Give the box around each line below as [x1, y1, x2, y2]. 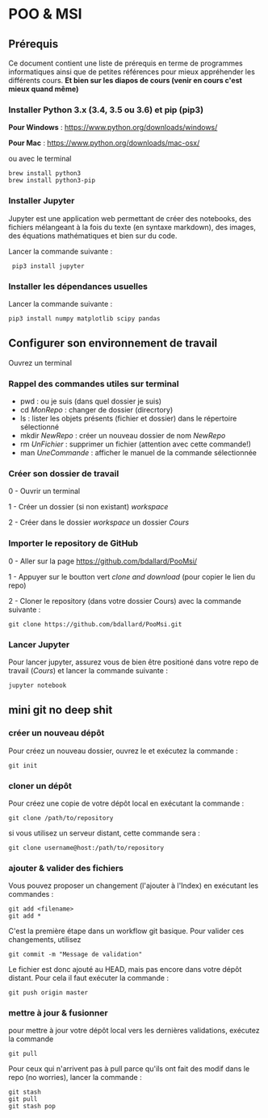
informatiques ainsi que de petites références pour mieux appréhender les [8, 67, 256, 77]
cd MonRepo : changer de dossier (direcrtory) [19, 405, 174, 414]
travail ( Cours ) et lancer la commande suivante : [8, 665, 168, 675]
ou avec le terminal [8, 154, 72, 164]
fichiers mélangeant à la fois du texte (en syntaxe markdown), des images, [8, 222, 256, 232]
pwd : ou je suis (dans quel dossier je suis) [19, 396, 162, 406]
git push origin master [8, 989, 89, 997]
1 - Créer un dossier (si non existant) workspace [8, 502, 169, 512]
